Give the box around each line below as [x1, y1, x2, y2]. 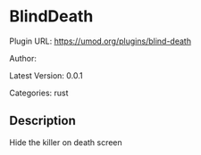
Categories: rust [9, 87, 69, 98]
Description [9, 113, 76, 128]
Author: [9, 53, 38, 63]
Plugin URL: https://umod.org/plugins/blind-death [9, 36, 192, 46]
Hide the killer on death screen [9, 136, 122, 148]
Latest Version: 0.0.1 [9, 69, 83, 81]
